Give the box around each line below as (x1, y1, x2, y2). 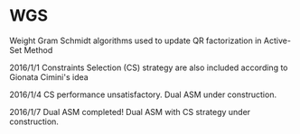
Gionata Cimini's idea (9, 71, 89, 82)
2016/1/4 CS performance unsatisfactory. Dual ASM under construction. (9, 89, 277, 100)
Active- (263, 35, 292, 46)
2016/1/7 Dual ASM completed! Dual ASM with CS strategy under (9, 106, 251, 117)
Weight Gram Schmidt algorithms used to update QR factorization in (9, 35, 262, 46)
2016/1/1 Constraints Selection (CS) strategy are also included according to (9, 62, 288, 73)
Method (23, 44, 53, 55)
